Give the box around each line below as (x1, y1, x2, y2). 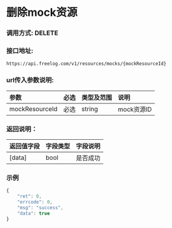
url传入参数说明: (6, 76, 55, 85)
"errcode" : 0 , (17, 199, 53, 206)
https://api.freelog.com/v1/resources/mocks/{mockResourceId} (6, 61, 167, 67)
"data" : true (17, 210, 50, 216)
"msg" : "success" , (17, 204, 64, 210)
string (81, 105, 98, 113)
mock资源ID (117, 105, 153, 113)
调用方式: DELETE (6, 29, 59, 37)
